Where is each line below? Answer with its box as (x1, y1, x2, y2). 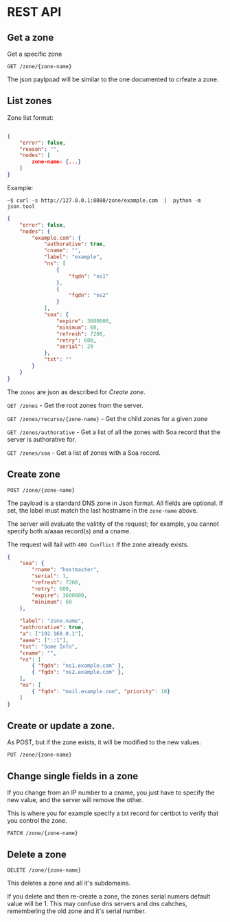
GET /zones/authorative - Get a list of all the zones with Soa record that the (7, 428, 221, 436)
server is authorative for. (7, 435, 77, 443)
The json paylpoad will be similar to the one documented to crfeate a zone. (7, 75, 219, 83)
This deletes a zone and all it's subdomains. (7, 879, 131, 887)
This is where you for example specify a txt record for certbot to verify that (7, 809, 219, 817)
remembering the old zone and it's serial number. (7, 907, 146, 915)
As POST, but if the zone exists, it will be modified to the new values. (7, 738, 201, 746)
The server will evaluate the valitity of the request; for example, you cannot (7, 520, 220, 528)
